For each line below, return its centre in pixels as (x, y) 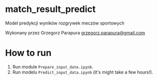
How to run (28, 53)
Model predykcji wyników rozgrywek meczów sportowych (65, 23)
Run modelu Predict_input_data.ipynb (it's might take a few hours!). (83, 72)
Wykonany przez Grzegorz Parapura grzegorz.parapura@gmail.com (75, 32)
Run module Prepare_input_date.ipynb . (53, 66)
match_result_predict (51, 9)
